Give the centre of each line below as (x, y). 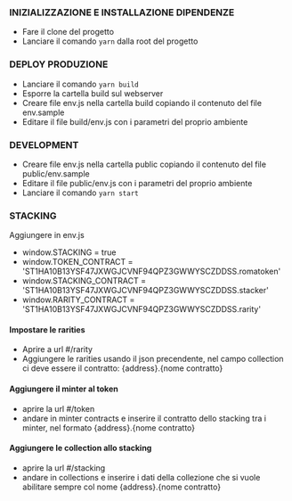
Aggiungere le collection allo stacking (81, 448)
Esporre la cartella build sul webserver (93, 93)
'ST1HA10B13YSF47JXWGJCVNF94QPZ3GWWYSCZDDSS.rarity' (141, 309)
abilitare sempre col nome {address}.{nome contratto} (121, 487)
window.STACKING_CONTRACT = (84, 281)
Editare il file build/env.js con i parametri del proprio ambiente (135, 121)
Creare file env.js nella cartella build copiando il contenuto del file (142, 103)
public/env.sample (56, 173)
